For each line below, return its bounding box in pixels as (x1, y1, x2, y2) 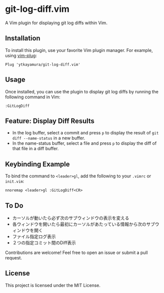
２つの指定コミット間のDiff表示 (12, 240, 77, 246)
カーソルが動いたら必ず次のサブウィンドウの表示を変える (12, 215, 129, 221)
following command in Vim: (5, 94, 61, 100)
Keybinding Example (5, 160, 70, 168)
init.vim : (5, 178, 25, 184)
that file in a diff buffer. (12, 146, 59, 152)
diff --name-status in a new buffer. (12, 135, 85, 141)
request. (5, 255, 22, 260)
